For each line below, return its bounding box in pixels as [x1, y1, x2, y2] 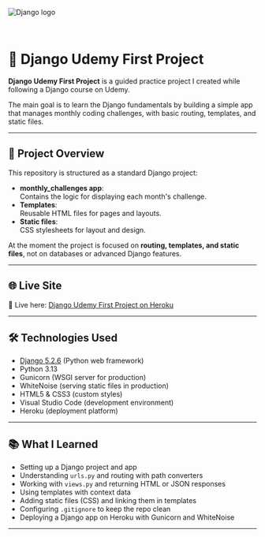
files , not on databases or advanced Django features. [8, 248, 182, 258]
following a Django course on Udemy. [8, 84, 130, 94]
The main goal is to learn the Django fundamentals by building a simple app [8, 99, 254, 110]
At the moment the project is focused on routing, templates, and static [8, 241, 240, 250]
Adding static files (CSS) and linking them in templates [19, 496, 197, 505]
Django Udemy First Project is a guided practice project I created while [8, 76, 241, 86]
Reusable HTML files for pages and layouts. [19, 208, 162, 218]
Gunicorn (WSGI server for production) [19, 373, 147, 382]
